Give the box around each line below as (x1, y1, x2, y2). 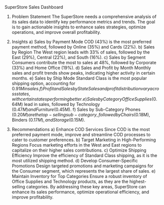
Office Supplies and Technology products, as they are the (11, 179, 129, 184)
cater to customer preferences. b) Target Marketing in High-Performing (11, 137, 156, 143)
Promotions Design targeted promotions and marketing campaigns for (11, 163, 154, 169)
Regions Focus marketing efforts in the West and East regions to (11, 142, 142, 148)
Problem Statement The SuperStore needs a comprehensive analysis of (11, 14, 157, 19)
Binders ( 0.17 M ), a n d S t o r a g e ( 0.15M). (11, 117, 85, 123)
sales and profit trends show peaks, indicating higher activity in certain (11, 70, 156, 76)
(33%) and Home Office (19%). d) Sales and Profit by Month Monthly (11, 65, 151, 71)
